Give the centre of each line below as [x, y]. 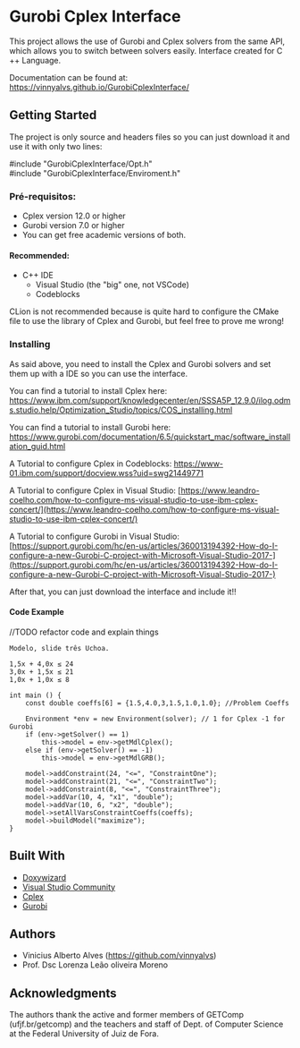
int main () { [36, 695]
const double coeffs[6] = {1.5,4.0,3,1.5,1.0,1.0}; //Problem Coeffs [158, 703]
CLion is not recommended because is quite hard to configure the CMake [144, 311]
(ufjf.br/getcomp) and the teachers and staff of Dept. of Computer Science [146, 1024]
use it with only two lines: [56, 146]
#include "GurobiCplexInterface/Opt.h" [81, 164]
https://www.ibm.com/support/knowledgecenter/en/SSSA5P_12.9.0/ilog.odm [150, 400]
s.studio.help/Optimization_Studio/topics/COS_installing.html [121, 410]
